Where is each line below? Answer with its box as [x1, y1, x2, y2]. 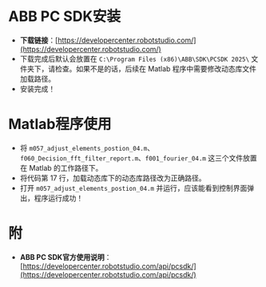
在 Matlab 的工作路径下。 [19, 163, 103, 172]
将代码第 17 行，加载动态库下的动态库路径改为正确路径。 [19, 173, 206, 183]
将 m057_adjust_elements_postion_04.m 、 [19, 143, 154, 152]
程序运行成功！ [34, 193, 84, 203]
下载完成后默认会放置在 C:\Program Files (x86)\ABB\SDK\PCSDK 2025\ [19, 54, 250, 63]
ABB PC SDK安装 [8, 7, 121, 26]
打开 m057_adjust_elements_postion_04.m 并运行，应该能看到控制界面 [19, 183, 248, 192]
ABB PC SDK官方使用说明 [19, 252, 105, 261]
